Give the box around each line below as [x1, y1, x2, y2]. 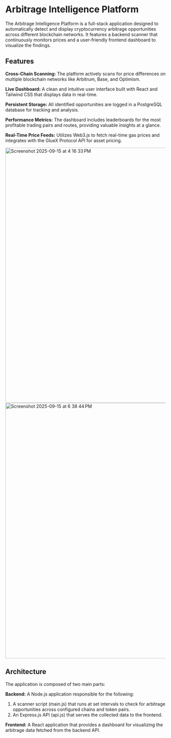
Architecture [5, 667, 47, 676]
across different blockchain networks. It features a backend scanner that [5, 31, 158, 37]
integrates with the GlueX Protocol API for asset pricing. [5, 137, 122, 144]
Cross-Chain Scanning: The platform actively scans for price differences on [5, 71, 166, 77]
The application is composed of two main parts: [5, 681, 105, 687]
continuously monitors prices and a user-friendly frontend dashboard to [5, 37, 156, 43]
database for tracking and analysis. [5, 106, 79, 113]
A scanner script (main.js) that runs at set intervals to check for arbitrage [12, 701, 165, 707]
